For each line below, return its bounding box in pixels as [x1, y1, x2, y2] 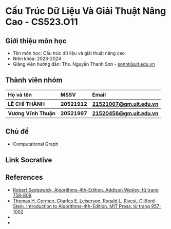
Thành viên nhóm [5, 76, 63, 85]
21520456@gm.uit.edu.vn [92, 109, 159, 117]
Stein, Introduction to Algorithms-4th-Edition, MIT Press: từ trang [12, 203, 150, 209]
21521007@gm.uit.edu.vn [92, 100, 159, 107]
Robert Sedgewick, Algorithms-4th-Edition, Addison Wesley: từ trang [12, 186, 159, 193]
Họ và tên [8, 91, 32, 98]
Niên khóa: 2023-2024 [12, 55, 62, 62]
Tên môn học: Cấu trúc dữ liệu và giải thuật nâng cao [12, 50, 125, 56]
